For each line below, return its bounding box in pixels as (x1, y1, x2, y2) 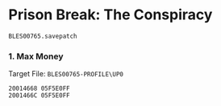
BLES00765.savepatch (8, 32, 78, 40)
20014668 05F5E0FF (8, 84, 70, 93)
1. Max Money (8, 51, 64, 62)
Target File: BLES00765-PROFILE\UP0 (8, 69, 123, 79)
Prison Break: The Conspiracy (8, 6, 213, 24)
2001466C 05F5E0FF (8, 92, 70, 100)
